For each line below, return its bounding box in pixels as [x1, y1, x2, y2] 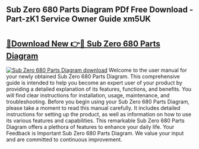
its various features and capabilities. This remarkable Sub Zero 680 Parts [6, 117, 185, 124]
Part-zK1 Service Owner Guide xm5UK [6, 14, 151, 24]
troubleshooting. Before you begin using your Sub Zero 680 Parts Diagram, [6, 98, 190, 105]
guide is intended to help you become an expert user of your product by [6, 80, 183, 86]
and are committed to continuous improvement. [6, 136, 123, 143]
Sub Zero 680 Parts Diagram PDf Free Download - [6, 5, 194, 15]
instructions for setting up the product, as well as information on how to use [6, 111, 192, 118]
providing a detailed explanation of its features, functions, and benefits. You [6, 85, 192, 93]
